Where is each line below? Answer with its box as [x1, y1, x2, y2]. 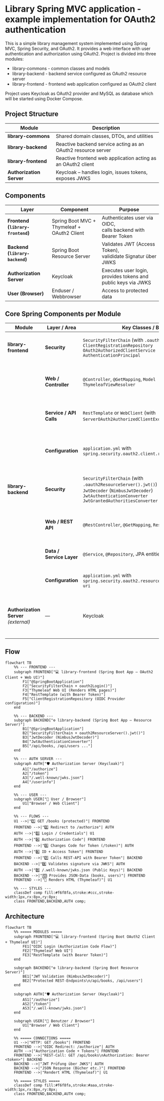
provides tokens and [102, 273, 149, 280]
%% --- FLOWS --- [14, 814, 49, 819]
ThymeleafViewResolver [82, 382, 136, 387]
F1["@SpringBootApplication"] [22, 679, 84, 684]
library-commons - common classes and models [12, 65, 110, 71]
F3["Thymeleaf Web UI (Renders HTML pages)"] [22, 688, 117, 693]
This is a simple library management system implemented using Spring [5, 40, 147, 46]
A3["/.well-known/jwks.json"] [22, 775, 84, 781]
